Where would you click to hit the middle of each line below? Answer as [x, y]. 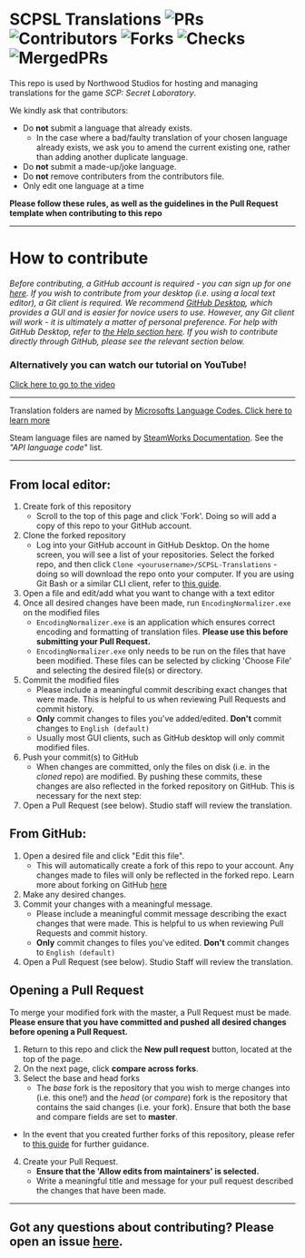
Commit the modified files [71, 680]
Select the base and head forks [81, 1078]
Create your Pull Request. [70, 1161]
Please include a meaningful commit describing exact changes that [162, 689]
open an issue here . [66, 1242]
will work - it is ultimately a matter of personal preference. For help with [144, 321]
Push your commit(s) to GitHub [80, 757]
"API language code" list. [56, 447]
